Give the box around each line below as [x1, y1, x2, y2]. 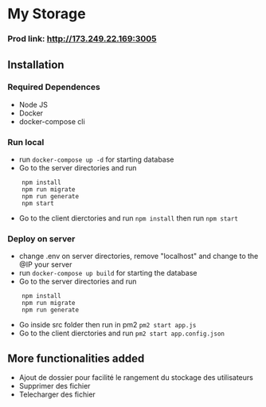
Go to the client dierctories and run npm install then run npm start [18, 213, 238, 223]
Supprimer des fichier [18, 382, 91, 391]
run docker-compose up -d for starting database [18, 155, 174, 164]
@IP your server [18, 260, 72, 269]
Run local [7, 136, 45, 147]
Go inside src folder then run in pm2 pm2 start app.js [18, 320, 197, 330]
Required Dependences [7, 81, 100, 92]
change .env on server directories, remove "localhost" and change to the [18, 252, 259, 261]
